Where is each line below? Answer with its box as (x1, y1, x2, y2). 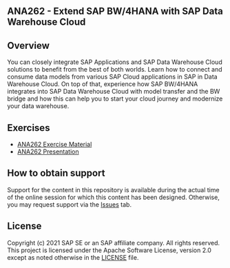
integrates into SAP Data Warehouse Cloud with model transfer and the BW (7, 87, 220, 96)
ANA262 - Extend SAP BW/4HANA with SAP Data (7, 6, 224, 17)
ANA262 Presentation (17, 147, 79, 156)
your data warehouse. (7, 102, 70, 110)
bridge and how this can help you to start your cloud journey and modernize (7, 94, 223, 103)
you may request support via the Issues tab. (7, 200, 132, 209)
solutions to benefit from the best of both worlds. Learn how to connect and (7, 65, 222, 74)
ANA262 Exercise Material (17, 141, 92, 149)
